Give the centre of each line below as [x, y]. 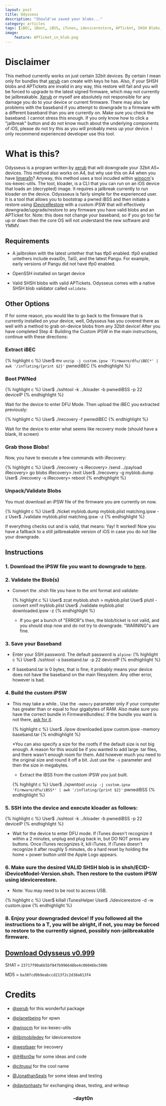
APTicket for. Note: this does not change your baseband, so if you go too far [83, 215]
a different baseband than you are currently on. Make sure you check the [80, 113]
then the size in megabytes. [41, 765]
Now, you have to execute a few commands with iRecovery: [66, 458]
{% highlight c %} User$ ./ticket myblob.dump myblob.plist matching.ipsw [81, 511]
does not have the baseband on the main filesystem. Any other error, [82, 675]
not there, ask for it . [32, 719]
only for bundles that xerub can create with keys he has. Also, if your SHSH [82, 81]
